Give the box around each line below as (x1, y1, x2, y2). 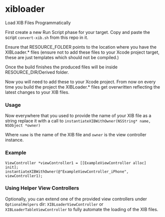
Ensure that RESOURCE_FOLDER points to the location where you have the (5, 44, 157, 50)
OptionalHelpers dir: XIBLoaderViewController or (5, 201, 103, 207)
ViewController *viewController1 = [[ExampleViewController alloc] (5, 160, 147, 165)
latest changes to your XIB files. (5, 89, 70, 95)
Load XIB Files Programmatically (5, 20, 71, 26)
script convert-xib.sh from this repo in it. (5, 34, 89, 40)
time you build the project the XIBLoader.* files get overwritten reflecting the (5, 84, 160, 90)
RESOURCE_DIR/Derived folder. (5, 69, 69, 75)
